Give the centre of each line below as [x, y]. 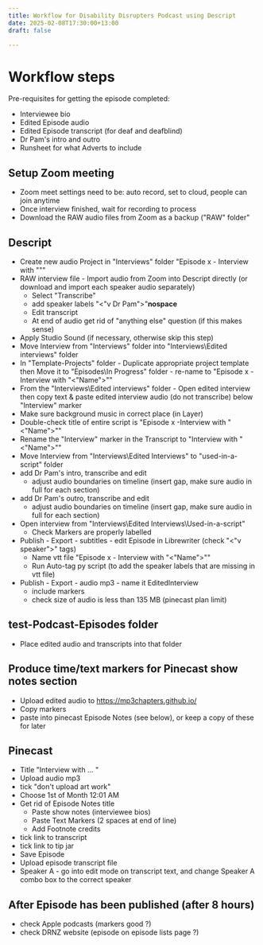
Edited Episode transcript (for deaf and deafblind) [101, 131]
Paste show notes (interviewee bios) [91, 812]
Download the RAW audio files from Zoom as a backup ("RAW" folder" [135, 218]
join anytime [40, 200]
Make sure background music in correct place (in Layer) [112, 414]
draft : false [30, 30]
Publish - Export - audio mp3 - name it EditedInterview [109, 582]
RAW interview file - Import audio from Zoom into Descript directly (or [133, 278]
